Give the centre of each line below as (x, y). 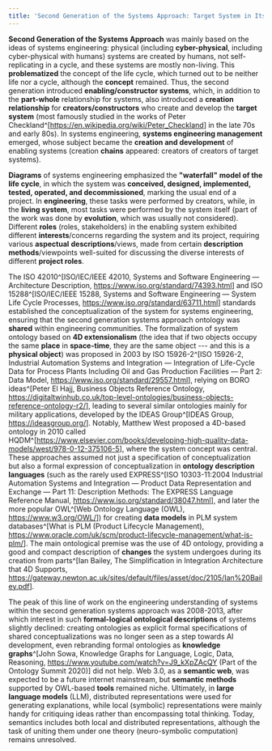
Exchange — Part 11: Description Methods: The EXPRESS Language (121, 491)
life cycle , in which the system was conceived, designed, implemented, (130, 184)
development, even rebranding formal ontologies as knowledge (115, 645)
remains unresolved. (42, 739)
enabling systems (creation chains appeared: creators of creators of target (134, 151)
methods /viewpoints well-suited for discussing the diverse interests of (126, 252)
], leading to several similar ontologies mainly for (166, 405)
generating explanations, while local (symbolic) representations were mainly (135, 705)
